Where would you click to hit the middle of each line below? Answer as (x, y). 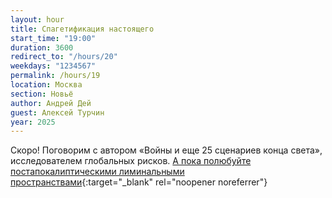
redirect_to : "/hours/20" (64, 57)
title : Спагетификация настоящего (82, 29)
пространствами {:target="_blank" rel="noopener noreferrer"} (139, 182)
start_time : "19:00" (53, 38)
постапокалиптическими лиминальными (97, 172)
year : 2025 (33, 122)
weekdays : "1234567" (53, 66)
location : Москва (46, 85)
